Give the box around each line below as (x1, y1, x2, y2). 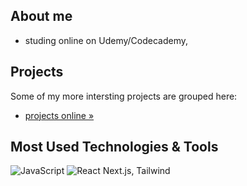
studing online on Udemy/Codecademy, (24, 34, 188, 46)
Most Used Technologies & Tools (10, 139, 219, 156)
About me (10, 8, 73, 25)
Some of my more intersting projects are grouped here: (10, 90, 238, 102)
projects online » (24, 109, 95, 121)
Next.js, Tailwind (102, 165, 171, 177)
